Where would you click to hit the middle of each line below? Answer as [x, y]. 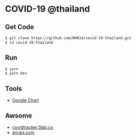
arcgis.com [23, 132]
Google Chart [25, 100]
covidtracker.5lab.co [33, 127]
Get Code [20, 27]
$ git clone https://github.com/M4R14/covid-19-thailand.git [68, 38]
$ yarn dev [16, 73]
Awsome [19, 115]
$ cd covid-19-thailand [29, 42]
